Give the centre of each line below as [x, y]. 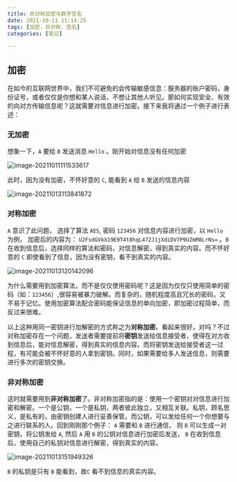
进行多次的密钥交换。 [38, 362]
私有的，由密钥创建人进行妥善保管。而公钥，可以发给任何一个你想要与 [128, 416]
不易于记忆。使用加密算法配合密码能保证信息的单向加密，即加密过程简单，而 [119, 303]
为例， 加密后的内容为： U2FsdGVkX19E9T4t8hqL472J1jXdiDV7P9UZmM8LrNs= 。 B [118, 239]
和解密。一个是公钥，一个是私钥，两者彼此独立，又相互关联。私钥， [112, 407]
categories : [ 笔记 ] [35, 33]
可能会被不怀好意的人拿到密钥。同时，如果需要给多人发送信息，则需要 [128, 353]
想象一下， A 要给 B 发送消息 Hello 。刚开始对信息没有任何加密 [97, 152]
